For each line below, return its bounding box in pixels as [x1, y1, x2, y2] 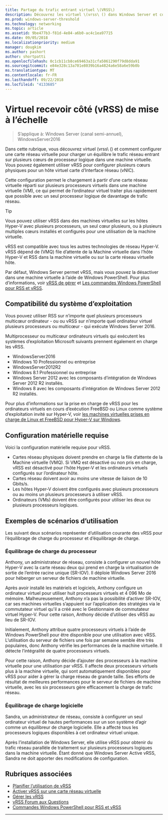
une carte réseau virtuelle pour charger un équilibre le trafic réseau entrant [5, 151, 159, 157]
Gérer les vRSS [12, 793, 44, 800]
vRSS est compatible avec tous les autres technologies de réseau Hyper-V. [5, 243, 159, 249]
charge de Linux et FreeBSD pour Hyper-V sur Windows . [5, 417, 121, 423]
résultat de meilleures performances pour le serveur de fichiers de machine [5, 679, 161, 685]
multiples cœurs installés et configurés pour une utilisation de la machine [5, 228, 156, 234]
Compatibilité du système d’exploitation [5, 299, 132, 308]
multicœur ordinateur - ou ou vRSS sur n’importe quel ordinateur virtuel [5, 318, 152, 324]
